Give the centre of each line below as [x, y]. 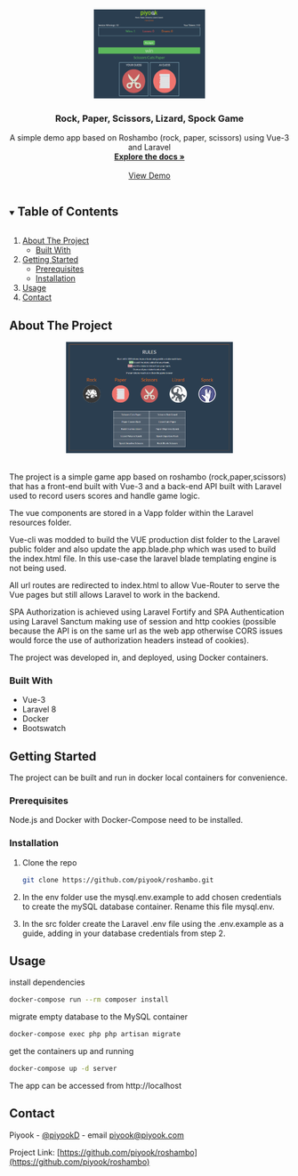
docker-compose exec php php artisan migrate [95, 1035]
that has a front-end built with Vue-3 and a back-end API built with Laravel [145, 486]
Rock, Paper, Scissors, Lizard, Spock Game [149, 118]
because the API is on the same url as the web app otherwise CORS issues [146, 631]
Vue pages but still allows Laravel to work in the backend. [115, 594]
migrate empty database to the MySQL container [99, 1017]
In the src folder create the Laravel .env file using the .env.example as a [153, 923]
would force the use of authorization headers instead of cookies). [129, 640]
